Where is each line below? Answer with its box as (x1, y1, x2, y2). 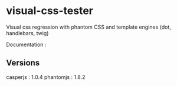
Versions (6, 58, 40, 68)
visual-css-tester (6, 4, 93, 18)
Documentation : (6, 41, 47, 48)
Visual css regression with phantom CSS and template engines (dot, (6, 23, 171, 30)
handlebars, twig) (6, 29, 49, 36)
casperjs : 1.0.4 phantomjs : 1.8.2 (6, 73, 86, 80)
